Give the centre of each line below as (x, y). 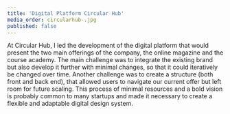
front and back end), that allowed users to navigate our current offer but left (114, 82)
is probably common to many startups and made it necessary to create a (110, 96)
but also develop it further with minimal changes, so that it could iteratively (113, 67)
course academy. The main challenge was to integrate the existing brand (110, 60)
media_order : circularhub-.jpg (52, 20)
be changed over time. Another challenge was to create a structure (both (110, 74)
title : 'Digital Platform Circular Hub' (66, 13)
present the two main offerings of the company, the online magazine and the (115, 53)
